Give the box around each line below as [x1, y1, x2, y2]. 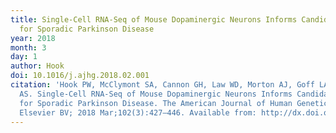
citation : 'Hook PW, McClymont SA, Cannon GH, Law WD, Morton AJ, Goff [10, 80, 315, 90]
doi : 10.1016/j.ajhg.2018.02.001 [10, 71, 150, 81]
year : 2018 [10, 33, 56, 43]
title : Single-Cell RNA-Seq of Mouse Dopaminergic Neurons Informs [10, 14, 298, 25]
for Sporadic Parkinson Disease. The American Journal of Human [19, 98, 293, 108]
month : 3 [10, 42, 47, 53]
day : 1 [10, 52, 38, 62]
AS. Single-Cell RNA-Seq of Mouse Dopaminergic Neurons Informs [19, 89, 293, 99]
